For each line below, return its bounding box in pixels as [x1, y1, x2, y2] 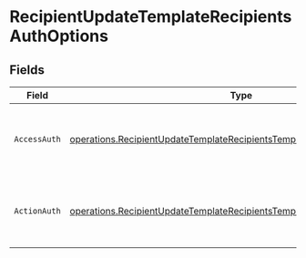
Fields [9, 62, 46, 77]
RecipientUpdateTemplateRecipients [9, 6, 292, 27]
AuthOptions [9, 26, 109, 46]
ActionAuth [14, 206, 61, 216]
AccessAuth [14, 134, 61, 144]
